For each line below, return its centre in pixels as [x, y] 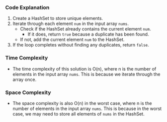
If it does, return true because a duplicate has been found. [88, 34]
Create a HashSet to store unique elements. [58, 18]
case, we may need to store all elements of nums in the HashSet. [78, 113]
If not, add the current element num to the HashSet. [72, 39]
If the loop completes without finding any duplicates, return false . [81, 45]
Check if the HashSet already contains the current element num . [86, 29]
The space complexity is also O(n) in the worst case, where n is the [82, 103]
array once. [24, 79]
